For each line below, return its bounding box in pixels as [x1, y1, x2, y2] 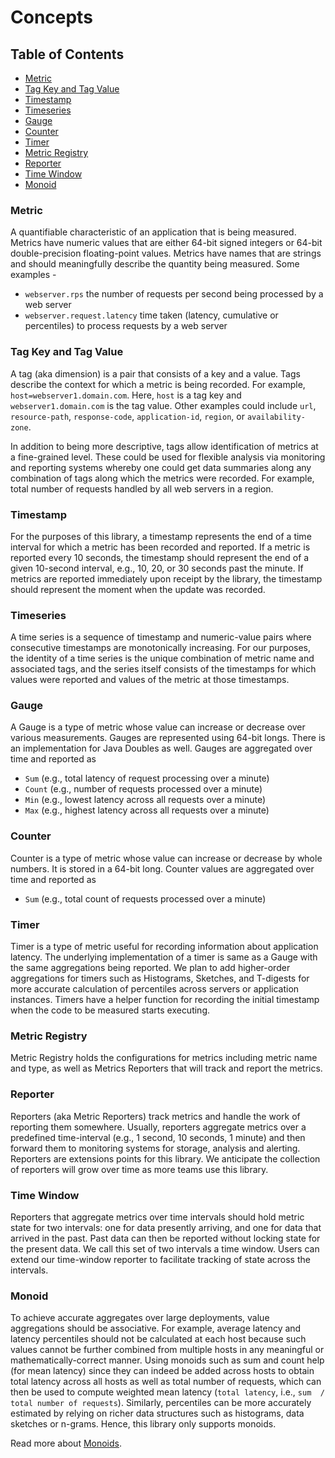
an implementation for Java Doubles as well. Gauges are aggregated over [10, 742, 313, 755]
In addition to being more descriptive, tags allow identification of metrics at [10, 440, 319, 452]
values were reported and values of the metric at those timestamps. [10, 674, 290, 686]
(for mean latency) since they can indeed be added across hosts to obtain [10, 1365, 315, 1377]
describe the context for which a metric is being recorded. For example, [10, 378, 306, 390]
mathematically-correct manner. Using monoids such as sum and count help [10, 1354, 325, 1366]
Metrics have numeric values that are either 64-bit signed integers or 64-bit [10, 237, 323, 249]
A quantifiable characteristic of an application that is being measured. [10, 226, 297, 238]
